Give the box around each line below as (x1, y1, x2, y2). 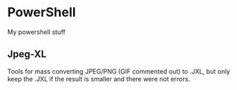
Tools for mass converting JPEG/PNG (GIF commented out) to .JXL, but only (7, 67, 231, 75)
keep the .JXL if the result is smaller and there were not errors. (7, 74, 190, 83)
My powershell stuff (7, 28, 66, 36)
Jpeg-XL (7, 48, 47, 60)
